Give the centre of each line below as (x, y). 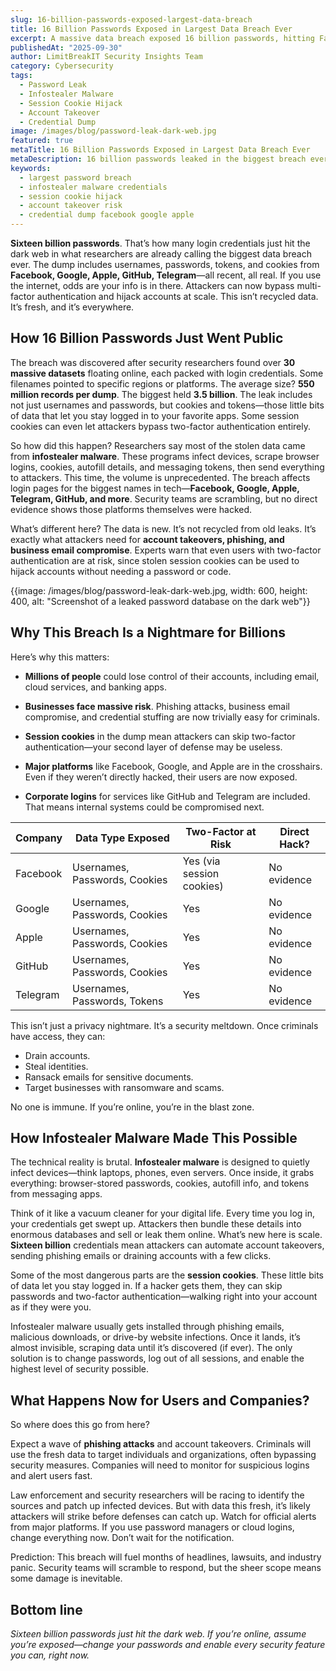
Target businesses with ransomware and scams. (124, 1087)
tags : (21, 76)
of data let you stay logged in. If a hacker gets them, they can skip (146, 1286)
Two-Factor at (221, 831)
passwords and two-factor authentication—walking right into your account (164, 1297)
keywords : (31, 168)
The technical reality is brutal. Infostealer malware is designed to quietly (160, 1162)
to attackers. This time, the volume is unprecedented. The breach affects (160, 477)
